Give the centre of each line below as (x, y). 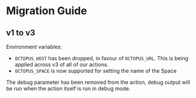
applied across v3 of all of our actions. (62, 64)
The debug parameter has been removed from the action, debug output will (98, 82)
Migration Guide (47, 11)
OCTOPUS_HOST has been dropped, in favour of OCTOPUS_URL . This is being (101, 58)
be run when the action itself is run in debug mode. (68, 89)
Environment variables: (34, 47)
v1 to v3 (21, 33)
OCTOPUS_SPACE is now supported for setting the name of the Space (96, 71)
